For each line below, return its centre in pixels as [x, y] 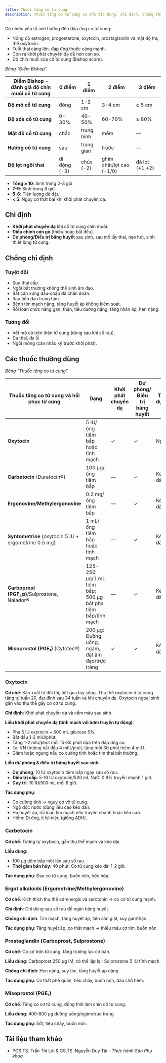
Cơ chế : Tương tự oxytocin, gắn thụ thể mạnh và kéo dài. [63, 841]
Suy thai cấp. [26, 283]
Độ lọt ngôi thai [26, 165]
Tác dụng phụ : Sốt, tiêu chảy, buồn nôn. [46, 1023]
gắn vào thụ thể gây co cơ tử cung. [41, 703]
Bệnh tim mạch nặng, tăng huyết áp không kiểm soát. [66, 304]
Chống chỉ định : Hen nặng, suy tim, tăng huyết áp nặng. [62, 971]
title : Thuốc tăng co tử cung [36, 10]
